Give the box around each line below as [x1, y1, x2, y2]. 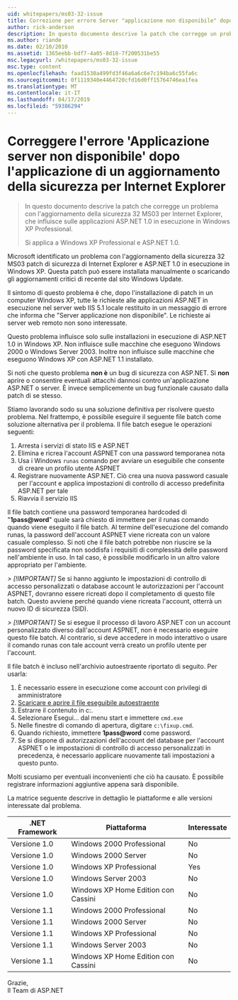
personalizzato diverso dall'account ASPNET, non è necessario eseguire [7, 626, 218, 634]
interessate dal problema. [7, 801, 81, 809]
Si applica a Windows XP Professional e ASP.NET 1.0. [24, 238, 181, 247]
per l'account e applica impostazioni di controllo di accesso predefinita [17, 479, 225, 487]
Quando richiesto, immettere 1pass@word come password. [17, 728, 192, 737]
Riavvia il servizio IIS [17, 494, 78, 502]
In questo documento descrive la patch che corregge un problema [24, 201, 219, 210]
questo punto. [17, 758, 59, 767]
